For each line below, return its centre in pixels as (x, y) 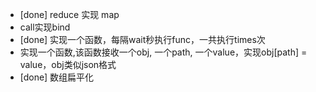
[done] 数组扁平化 (57, 77)
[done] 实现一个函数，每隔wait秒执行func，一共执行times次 (142, 39)
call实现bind (45, 27)
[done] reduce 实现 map (69, 14)
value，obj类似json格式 (68, 64)
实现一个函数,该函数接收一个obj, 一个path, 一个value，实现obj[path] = (163, 52)
